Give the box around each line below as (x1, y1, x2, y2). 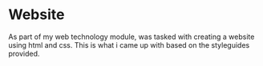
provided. (8, 49, 40, 58)
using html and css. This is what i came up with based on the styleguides (8, 40, 250, 49)
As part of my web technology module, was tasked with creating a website (8, 32, 255, 41)
